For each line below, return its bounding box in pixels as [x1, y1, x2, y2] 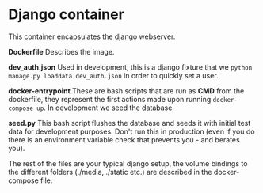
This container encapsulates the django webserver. [8, 32, 176, 41]
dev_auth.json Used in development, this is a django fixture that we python [8, 62, 253, 72]
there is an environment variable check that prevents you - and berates [8, 134, 240, 144]
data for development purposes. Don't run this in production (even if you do [8, 127, 255, 136]
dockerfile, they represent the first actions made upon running [8, 94, 212, 104]
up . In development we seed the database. [36, 103, 174, 112]
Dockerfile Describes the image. [8, 47, 115, 56]
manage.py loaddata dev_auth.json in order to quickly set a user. [8, 70, 219, 80]
